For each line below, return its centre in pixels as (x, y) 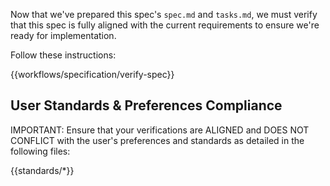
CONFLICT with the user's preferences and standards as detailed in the (157, 140)
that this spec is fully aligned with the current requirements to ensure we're (165, 25)
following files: (40, 151)
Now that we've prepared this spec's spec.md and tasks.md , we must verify (164, 14)
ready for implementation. (63, 35)
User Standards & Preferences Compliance (146, 105)
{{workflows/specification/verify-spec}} (92, 74)
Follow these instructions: (63, 55)
